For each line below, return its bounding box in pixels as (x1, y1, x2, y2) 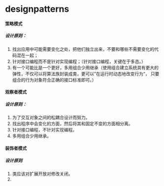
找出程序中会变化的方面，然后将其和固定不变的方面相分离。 (12, 121, 133, 126)
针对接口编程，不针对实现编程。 (12, 127, 77, 133)
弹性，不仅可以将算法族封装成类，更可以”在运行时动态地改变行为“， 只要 (12, 70, 160, 77)
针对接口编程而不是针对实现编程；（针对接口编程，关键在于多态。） (12, 58, 146, 64)
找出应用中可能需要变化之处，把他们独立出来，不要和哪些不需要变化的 (12, 46, 155, 52)
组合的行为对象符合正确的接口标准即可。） (12, 77, 97, 83)
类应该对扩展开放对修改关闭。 (12, 171, 73, 177)
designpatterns (5, 3, 70, 15)
